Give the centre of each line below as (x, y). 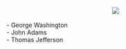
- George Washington (37, 25)
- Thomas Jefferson (35, 40)
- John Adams (27, 32)
